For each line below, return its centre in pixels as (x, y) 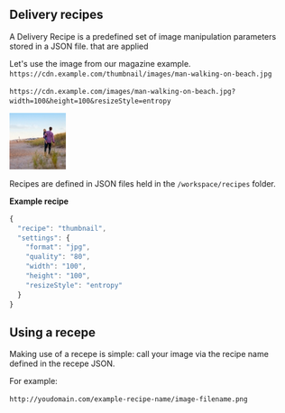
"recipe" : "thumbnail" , (62, 228)
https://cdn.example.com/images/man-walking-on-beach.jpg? (123, 91)
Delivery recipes (56, 15)
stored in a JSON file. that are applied (79, 46)
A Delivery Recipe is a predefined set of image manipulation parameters (143, 36)
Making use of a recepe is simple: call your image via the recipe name (139, 354)
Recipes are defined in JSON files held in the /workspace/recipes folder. (143, 183)
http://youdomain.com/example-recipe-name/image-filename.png (129, 399)
